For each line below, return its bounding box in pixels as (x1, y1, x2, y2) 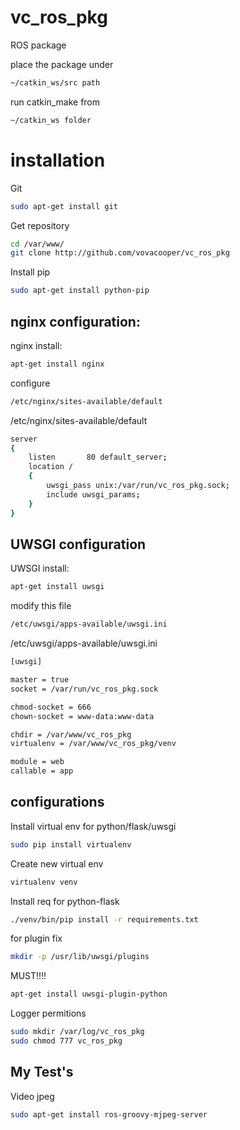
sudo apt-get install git (10, 201, 118, 211)
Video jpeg (10, 1090, 55, 1102)
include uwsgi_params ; (46, 489, 141, 500)
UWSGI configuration (10, 536, 147, 553)
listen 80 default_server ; (28, 452, 168, 463)
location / (28, 462, 74, 472)
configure (10, 377, 51, 389)
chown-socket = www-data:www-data (10, 711, 155, 721)
